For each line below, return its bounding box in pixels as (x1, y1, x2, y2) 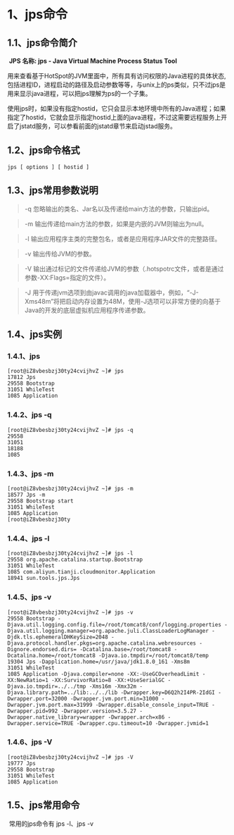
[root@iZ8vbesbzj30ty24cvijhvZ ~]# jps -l (7, 550, 134, 557)
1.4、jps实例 (7, 328, 62, 340)
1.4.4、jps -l (7, 533, 50, 543)
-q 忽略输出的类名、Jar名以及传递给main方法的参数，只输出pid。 (24, 204, 214, 213)
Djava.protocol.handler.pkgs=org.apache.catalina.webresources (7, 639, 197, 647)
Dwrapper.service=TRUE (7, 719, 74, 726)
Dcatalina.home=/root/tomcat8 (7, 652, 96, 659)
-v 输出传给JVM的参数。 (24, 249, 96, 258)
